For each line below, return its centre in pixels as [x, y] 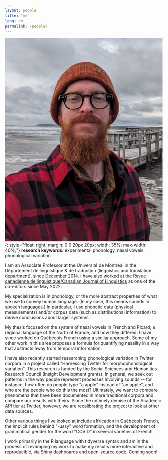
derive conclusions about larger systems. [48, 318]
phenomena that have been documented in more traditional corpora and [79, 395]
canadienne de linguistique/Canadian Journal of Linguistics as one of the [80, 281]
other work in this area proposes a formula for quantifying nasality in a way [82, 343]
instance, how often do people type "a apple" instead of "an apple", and [79, 385]
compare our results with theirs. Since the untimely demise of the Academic [83, 401]
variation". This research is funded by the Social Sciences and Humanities [81, 369]
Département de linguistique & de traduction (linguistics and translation [78, 271]
